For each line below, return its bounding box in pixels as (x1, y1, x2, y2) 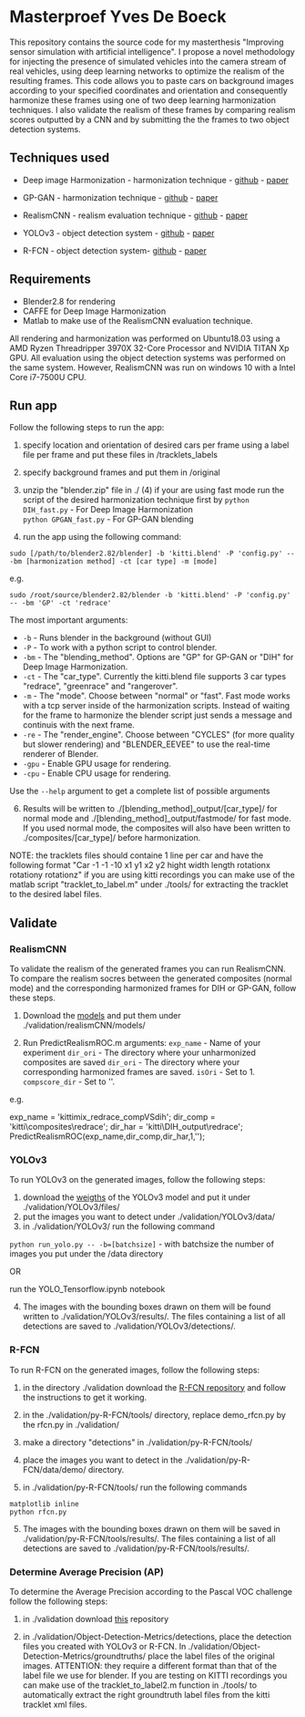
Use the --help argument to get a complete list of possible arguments (9, 786, 270, 797)
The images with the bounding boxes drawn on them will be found (22, 1301, 271, 1312)
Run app (9, 398, 57, 413)
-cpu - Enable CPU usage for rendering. (22, 768, 171, 779)
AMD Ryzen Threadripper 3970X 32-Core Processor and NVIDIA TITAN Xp (9, 342, 290, 353)
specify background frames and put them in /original (22, 467, 220, 478)
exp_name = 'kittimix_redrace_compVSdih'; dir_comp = (9, 1112, 216, 1122)
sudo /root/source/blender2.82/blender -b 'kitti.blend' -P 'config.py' (9, 591, 291, 600)
